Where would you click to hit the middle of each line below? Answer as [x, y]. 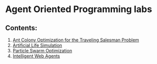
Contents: [21, 28]
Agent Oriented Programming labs [79, 9]
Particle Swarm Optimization [42, 51]
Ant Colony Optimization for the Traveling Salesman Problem [76, 40]
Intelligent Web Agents [36, 56]
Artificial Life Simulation [37, 45]
